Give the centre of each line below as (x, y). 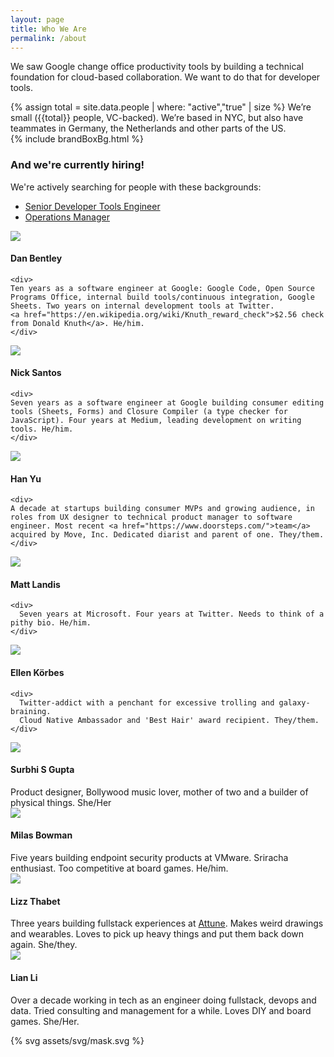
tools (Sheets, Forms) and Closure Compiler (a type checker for (149, 412)
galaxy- (294, 702)
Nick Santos (36, 373)
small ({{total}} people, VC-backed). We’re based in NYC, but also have (157, 118)
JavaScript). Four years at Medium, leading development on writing (156, 421)
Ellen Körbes (37, 673)
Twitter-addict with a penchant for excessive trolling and (147, 702)
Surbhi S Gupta (42, 770)
